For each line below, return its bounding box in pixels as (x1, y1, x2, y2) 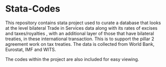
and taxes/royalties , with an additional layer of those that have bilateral (5, 30, 154, 36)
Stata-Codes (5, 3, 60, 15)
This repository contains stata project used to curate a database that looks (5, 20, 161, 26)
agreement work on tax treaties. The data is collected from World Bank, (5, 41, 155, 47)
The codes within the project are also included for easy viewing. (5, 56, 140, 62)
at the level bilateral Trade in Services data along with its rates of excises (5, 25, 158, 31)
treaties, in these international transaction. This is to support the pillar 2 (5, 36, 154, 42)
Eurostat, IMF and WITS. (5, 46, 56, 52)
